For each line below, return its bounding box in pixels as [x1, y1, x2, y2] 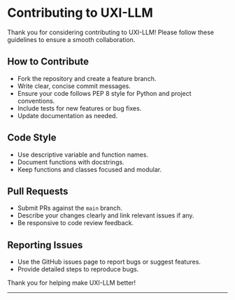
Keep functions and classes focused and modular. [17, 165, 162, 173]
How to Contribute [7, 56, 90, 68]
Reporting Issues [7, 239, 83, 251]
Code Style [7, 131, 57, 144]
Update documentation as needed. [17, 111, 117, 120]
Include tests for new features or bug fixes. [17, 103, 142, 113]
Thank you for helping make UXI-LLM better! [7, 278, 136, 287]
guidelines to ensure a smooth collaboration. [7, 35, 136, 43]
